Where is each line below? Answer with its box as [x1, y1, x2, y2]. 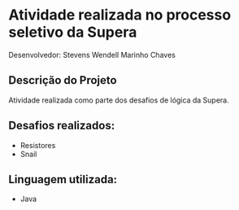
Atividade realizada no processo [8, 6, 232, 24]
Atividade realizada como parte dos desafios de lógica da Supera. [8, 95, 229, 105]
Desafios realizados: [8, 119, 115, 133]
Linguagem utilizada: [8, 173, 118, 186]
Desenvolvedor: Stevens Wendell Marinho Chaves [8, 50, 176, 59]
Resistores [20, 140, 56, 150]
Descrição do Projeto [8, 73, 117, 87]
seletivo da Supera [8, 23, 137, 42]
